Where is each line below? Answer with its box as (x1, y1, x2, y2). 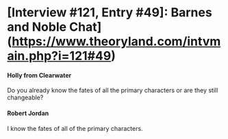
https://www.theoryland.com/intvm (12, 34, 221, 49)
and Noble (7, 19, 67, 35)
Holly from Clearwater (7, 71, 72, 79)
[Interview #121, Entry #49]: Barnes (7, 5, 212, 20)
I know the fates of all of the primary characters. (7, 124, 143, 132)
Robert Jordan (7, 109, 49, 117)
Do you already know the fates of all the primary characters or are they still (7, 87, 218, 95)
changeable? (7, 93, 44, 102)
